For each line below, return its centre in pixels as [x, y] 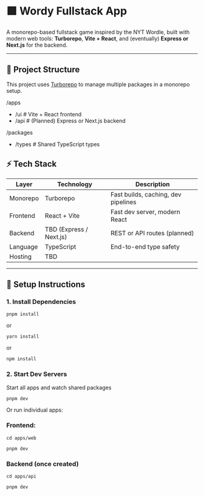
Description [153, 184]
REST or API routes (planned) [152, 233]
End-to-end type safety [145, 247]
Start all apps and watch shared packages [59, 387]
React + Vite [62, 215]
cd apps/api [21, 477]
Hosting [21, 256]
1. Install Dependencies [41, 301]
